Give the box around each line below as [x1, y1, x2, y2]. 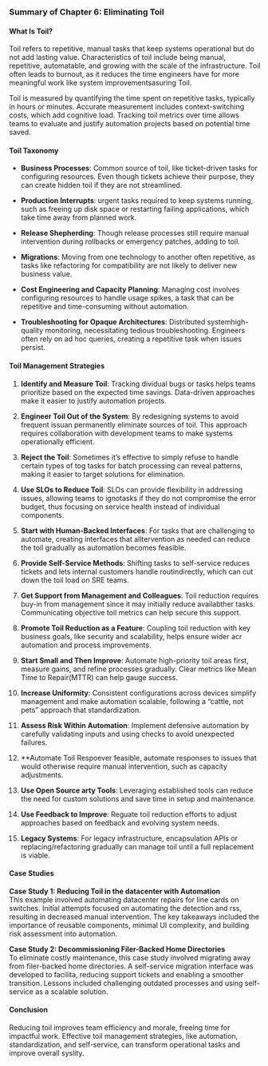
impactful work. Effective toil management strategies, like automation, [9, 1031, 238, 1040]
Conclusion [9, 1005, 49, 1015]
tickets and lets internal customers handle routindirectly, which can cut [20, 567, 254, 576]
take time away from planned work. [20, 213, 137, 222]
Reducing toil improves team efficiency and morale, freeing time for [9, 1022, 231, 1032]
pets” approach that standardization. [20, 705, 142, 714]
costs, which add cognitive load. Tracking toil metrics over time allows [9, 110, 240, 120]
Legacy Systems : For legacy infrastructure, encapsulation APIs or [20, 833, 238, 843]
